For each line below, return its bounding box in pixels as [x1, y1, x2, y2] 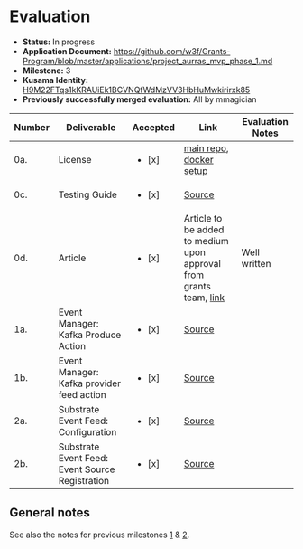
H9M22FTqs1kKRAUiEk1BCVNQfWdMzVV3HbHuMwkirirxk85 [22, 84, 251, 95]
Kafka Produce [58, 328, 122, 341]
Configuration [58, 425, 117, 438]
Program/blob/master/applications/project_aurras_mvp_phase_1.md [22, 55, 273, 66]
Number [14, 120, 50, 133]
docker [183, 153, 214, 166]
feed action [58, 388, 106, 401]
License [58, 153, 92, 166]
